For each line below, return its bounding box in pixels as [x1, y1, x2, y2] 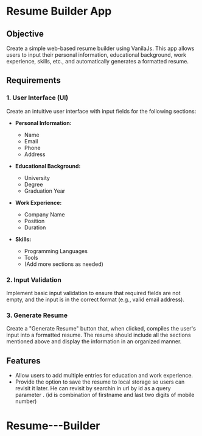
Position [24, 217, 45, 224]
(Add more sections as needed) [24, 260, 103, 268]
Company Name [24, 210, 65, 218]
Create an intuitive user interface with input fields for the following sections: [6, 107, 197, 115]
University [24, 174, 50, 181]
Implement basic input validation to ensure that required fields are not [6, 289, 181, 296]
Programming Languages [24, 247, 88, 254]
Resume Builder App [6, 4, 112, 18]
